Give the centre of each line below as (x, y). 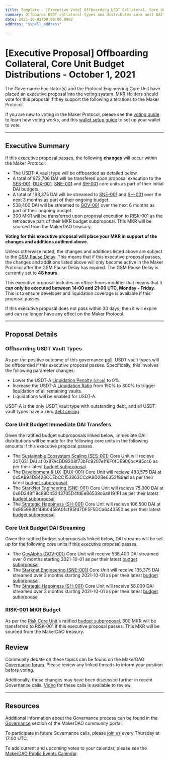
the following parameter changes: (40, 370)
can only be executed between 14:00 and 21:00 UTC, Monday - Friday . (80, 288)
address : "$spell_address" (33, 24)
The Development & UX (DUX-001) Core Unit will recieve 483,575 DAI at (87, 472)
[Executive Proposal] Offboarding (77, 53)
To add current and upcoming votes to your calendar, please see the (76, 748)
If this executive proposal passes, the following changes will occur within (81, 158)
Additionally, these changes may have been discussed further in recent (79, 680)
